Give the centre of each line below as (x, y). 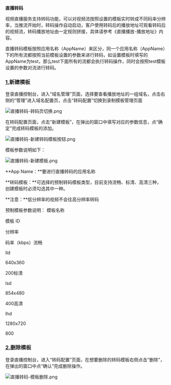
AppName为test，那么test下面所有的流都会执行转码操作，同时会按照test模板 (85, 61)
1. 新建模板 (18, 82)
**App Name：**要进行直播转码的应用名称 (50, 172)
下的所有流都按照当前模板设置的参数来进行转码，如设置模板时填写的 (77, 55)
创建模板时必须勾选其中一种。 (36, 189)
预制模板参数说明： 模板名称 (35, 210)
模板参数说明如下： (25, 150)
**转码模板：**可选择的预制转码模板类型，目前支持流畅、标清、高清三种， (83, 182)
